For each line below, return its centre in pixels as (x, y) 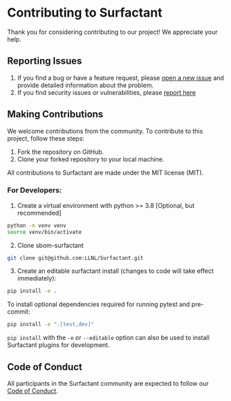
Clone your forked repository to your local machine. (91, 159)
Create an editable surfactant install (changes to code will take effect (115, 271)
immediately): (37, 278)
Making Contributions (55, 115)
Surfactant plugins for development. (58, 345)
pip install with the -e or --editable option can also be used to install (108, 338)
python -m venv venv (37, 225)
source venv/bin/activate (44, 232)
